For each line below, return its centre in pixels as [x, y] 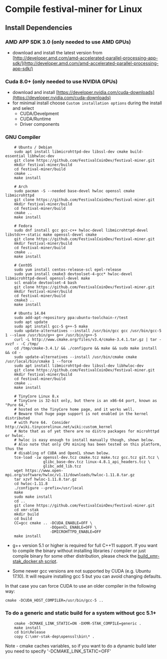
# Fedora [23, 226]
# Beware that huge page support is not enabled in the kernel [81, 414]
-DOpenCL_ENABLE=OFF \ [73, 528]
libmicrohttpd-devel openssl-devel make [48, 279]
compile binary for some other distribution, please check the [75, 556]
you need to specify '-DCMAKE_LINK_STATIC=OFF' [58, 651]
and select [23, 108]
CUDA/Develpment [39, 114]
